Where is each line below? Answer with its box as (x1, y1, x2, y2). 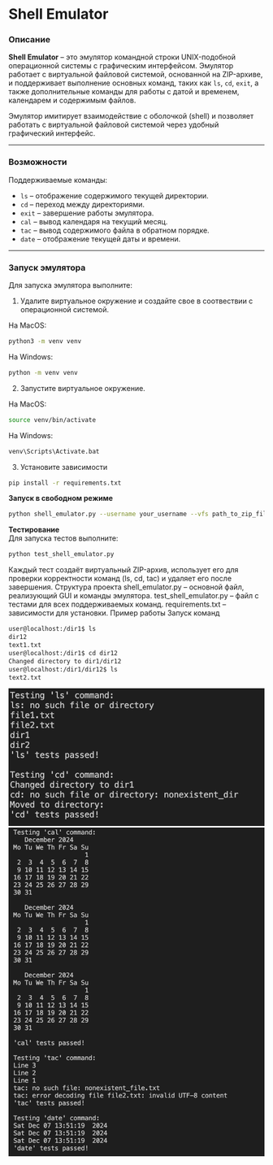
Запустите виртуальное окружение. (19, 383, 146, 393)
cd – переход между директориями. (19, 199, 145, 209)
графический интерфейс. (8, 128, 96, 138)
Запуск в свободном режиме (8, 493, 114, 503)
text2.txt (8, 674, 42, 682)
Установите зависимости (19, 462, 108, 472)
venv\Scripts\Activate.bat (8, 447, 100, 455)
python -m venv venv (8, 368, 79, 376)
